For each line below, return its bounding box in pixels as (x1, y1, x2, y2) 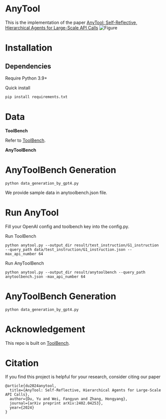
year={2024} (9, 405, 35, 411)
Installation (5, 42, 53, 54)
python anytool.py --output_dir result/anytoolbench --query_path (5, 270, 146, 275)
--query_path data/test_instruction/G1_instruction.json (5, 247, 126, 252)
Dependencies (5, 62, 51, 70)
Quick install (5, 85, 31, 91)
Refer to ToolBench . (5, 137, 46, 143)
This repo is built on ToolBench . (5, 340, 70, 346)
